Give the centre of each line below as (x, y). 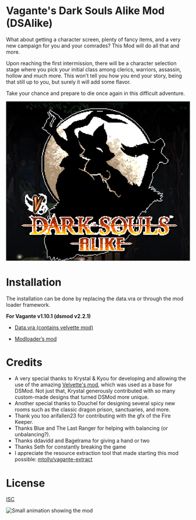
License (26, 483)
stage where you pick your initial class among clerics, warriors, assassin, (94, 69)
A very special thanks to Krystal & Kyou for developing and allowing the (100, 378)
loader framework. (28, 305)
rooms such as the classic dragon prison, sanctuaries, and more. (92, 410)
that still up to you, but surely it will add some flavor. (69, 82)
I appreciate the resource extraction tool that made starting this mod (97, 453)
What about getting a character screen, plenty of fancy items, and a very (93, 39)
